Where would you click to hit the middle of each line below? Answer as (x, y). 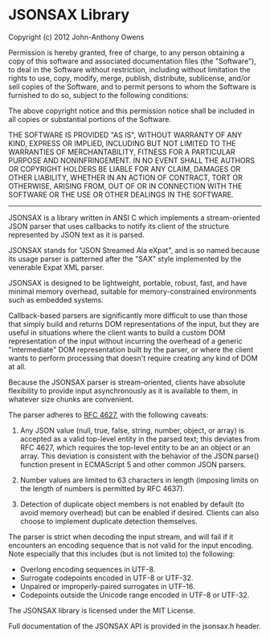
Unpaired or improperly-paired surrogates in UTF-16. (107, 586)
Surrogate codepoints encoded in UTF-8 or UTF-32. (106, 578)
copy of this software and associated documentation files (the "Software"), (133, 61)
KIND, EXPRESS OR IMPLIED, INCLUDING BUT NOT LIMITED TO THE (122, 143)
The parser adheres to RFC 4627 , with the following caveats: (108, 414)
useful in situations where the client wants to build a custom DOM (117, 332)
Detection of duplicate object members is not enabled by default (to (132, 504)
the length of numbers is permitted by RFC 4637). (102, 488)
